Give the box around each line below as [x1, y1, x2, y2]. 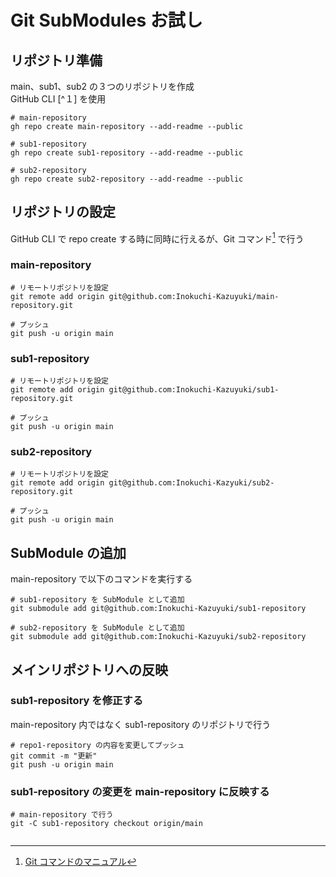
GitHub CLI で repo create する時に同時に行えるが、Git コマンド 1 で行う [10, 231, 305, 245]
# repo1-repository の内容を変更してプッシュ [10, 740, 185, 750]
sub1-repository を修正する [10, 694, 144, 708]
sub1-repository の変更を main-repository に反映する [10, 784, 270, 798]
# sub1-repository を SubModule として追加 [10, 595, 185, 605]
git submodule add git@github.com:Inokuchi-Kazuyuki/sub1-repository [10, 604, 307, 614]
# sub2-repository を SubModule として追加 [10, 623, 185, 633]
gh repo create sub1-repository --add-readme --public [10, 148, 244, 158]
